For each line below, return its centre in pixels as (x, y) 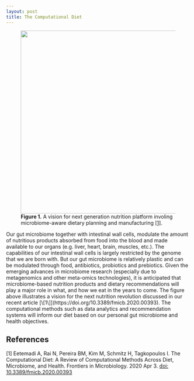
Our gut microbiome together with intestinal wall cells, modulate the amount (97, 234)
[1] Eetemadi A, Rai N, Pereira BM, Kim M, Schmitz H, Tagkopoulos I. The (93, 353)
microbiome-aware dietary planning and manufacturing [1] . (91, 222)
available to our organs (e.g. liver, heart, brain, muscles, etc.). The (85, 246)
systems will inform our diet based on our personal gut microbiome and (92, 315)
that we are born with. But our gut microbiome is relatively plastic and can (95, 259)
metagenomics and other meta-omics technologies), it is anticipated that (93, 277)
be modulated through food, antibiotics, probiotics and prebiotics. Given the (97, 265)
